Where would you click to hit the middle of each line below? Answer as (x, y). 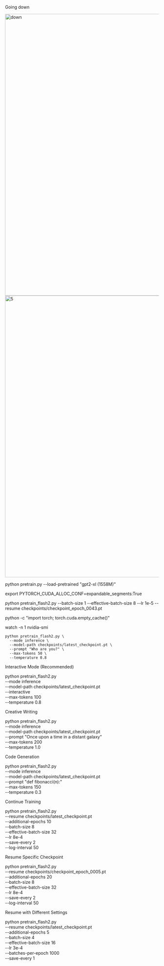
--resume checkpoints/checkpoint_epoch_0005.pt (56, 872)
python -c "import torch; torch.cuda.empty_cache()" (57, 618)
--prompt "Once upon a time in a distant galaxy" (54, 737)
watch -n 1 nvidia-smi (27, 627)
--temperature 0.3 (23, 792)
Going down (17, 7)
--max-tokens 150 (23, 787)
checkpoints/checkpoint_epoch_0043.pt (62, 608)
